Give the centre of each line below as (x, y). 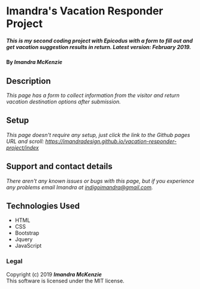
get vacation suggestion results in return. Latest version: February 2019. (99, 47)
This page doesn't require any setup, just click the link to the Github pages (98, 135)
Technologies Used (43, 206)
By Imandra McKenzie (34, 62)
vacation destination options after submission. (63, 101)
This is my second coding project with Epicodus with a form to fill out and (100, 41)
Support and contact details (59, 167)
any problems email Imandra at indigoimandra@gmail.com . (80, 187)
